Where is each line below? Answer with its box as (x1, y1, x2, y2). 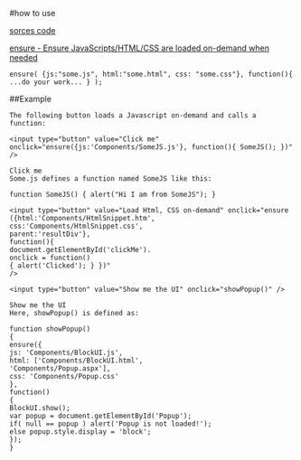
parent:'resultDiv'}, (9, 230, 91, 239)
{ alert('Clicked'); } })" (9, 261, 111, 270)
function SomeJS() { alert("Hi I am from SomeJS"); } (9, 190, 217, 199)
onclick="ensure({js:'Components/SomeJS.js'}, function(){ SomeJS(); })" (9, 143, 294, 152)
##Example (9, 94, 52, 104)
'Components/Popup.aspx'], (9, 364, 111, 373)
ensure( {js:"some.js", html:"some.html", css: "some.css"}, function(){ (9, 70, 294, 79)
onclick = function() (9, 253, 91, 262)
